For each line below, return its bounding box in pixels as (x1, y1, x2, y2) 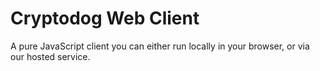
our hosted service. (10, 50, 91, 62)
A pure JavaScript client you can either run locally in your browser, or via (10, 40, 310, 52)
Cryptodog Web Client (10, 7, 200, 30)
